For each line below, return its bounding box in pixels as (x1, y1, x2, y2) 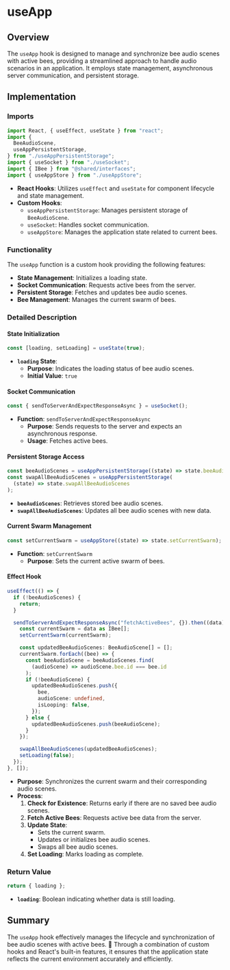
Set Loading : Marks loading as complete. (27, 850, 144, 858)
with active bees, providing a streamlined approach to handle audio (7, 57, 197, 65)
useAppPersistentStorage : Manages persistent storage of (27, 206, 188, 214)
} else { (25, 714, 51, 721)
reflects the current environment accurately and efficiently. (7, 954, 173, 962)
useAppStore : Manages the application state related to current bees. (27, 227, 218, 236)
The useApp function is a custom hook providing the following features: (7, 260, 206, 268)
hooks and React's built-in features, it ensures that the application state (7, 947, 209, 956)
